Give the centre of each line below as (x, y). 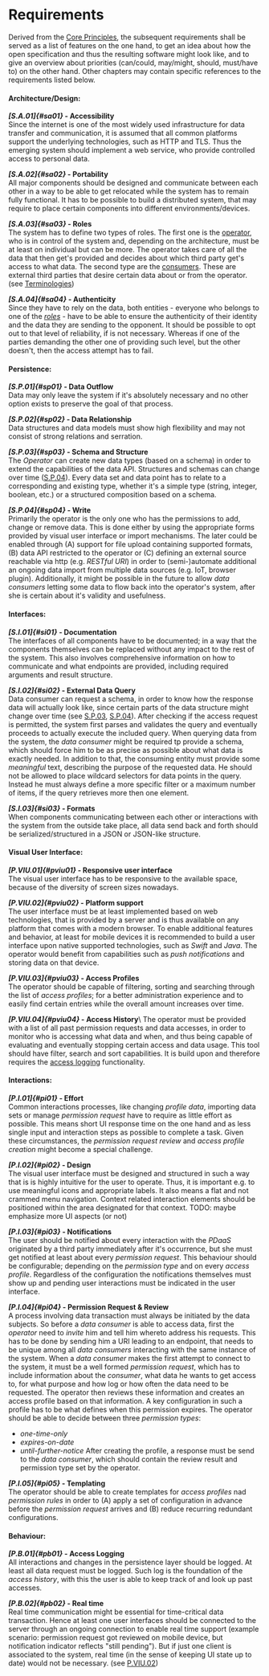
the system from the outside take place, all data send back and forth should (133, 825)
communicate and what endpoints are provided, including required (118, 666)
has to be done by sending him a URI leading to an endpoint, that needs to (131, 1341)
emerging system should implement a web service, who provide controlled (132, 150)
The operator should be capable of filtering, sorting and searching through (132, 987)
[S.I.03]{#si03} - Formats (52, 808)
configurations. (33, 1517)
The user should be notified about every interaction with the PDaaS (120, 1240)
